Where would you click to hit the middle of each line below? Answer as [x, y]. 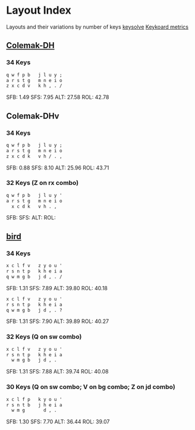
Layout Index [39, 10]
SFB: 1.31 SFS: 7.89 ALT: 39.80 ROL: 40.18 [57, 288]
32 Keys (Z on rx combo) [43, 183]
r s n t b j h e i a [34, 405]
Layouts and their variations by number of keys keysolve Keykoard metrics [97, 27]
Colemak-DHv [33, 116]
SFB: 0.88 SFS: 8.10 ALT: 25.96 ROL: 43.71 [58, 168]
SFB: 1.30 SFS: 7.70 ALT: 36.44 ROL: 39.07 [58, 422]
